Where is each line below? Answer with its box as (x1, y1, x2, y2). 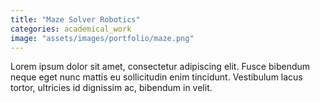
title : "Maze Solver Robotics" (10, 14, 141, 25)
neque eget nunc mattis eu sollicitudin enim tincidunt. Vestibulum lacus (10, 71, 303, 83)
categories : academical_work (10, 24, 132, 34)
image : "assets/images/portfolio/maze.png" (10, 33, 195, 43)
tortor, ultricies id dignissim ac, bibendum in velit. (10, 82, 213, 94)
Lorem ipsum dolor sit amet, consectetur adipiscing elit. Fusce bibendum (10, 61, 311, 73)
